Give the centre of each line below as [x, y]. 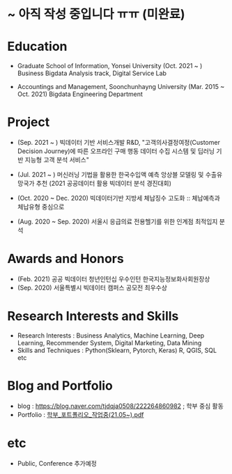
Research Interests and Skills [93, 316]
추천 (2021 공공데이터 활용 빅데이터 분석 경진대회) [104, 183]
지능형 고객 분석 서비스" [57, 160]
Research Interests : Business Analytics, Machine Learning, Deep [111, 335]
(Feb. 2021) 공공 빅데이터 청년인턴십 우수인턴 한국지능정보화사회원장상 [114, 279]
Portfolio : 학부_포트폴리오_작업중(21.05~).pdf [80, 414]
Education [37, 47]
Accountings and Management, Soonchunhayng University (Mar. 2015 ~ [121, 87]
